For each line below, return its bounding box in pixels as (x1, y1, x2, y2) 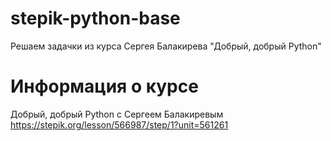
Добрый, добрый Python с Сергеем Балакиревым (10, 108, 224, 120)
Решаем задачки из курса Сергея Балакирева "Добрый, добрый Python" (10, 40, 322, 52)
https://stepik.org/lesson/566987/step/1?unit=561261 (10, 118, 229, 131)
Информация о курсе (10, 75, 199, 98)
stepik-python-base (10, 7, 181, 30)
